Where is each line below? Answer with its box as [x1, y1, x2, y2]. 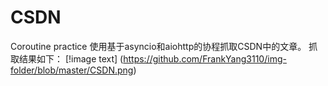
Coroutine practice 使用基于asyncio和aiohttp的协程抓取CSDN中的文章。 [10, 40, 307, 52]
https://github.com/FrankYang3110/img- [123, 52, 287, 65]
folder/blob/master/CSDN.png [10, 64, 134, 76]
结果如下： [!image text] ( [18, 52, 124, 65]
